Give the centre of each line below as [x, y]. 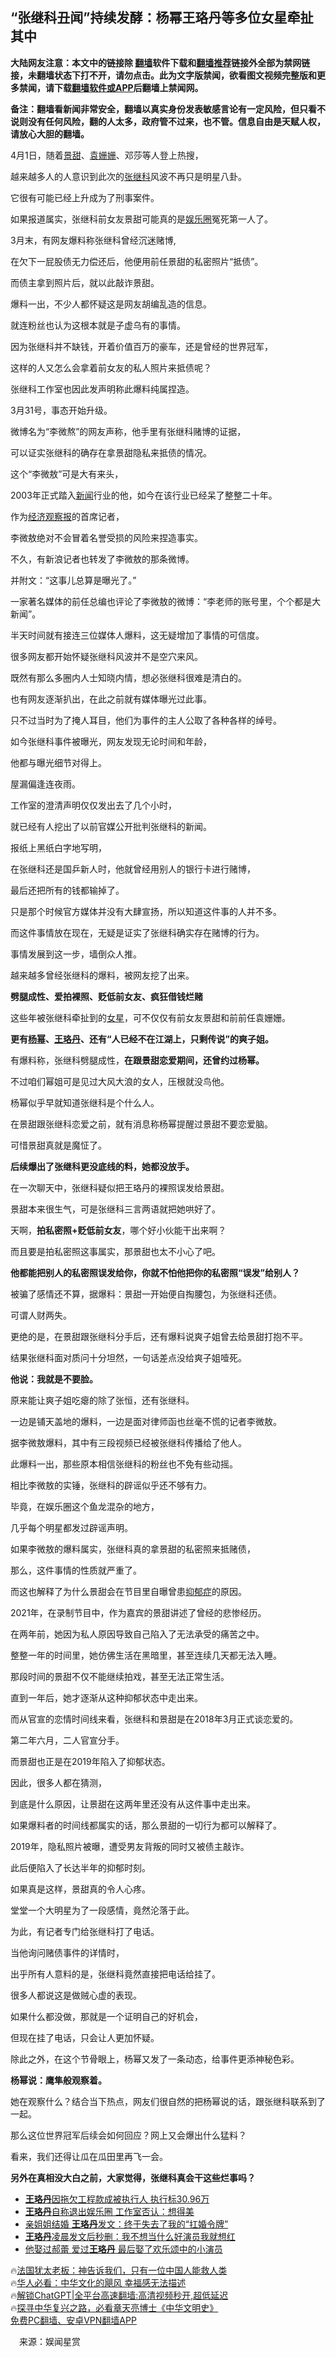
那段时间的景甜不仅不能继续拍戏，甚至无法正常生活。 [120, 1676]
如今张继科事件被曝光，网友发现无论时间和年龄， [111, 741]
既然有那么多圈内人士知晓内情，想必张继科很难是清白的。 [128, 677]
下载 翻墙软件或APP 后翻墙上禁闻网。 [128, 87]
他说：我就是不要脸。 [54, 1379]
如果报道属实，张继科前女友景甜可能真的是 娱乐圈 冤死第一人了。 [141, 219]
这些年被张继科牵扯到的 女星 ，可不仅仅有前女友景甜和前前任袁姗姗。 [150, 1017]
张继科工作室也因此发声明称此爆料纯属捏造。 [102, 389]
